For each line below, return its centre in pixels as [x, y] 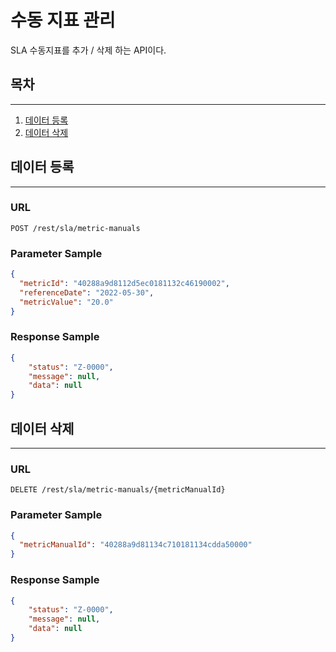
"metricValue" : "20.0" [66, 302]
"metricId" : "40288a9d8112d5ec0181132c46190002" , [124, 284]
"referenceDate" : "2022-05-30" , [87, 292]
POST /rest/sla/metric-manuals [75, 228]
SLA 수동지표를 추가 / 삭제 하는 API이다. [88, 50]
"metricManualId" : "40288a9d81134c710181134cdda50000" [136, 545]
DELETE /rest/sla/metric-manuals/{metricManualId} [118, 490]
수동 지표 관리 [63, 20]
